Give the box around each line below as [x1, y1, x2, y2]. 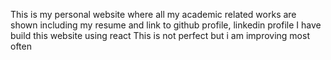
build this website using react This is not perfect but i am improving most [10, 30, 310, 41]
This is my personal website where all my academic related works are [10, 9, 297, 20]
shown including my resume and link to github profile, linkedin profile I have [10, 19, 322, 31]
